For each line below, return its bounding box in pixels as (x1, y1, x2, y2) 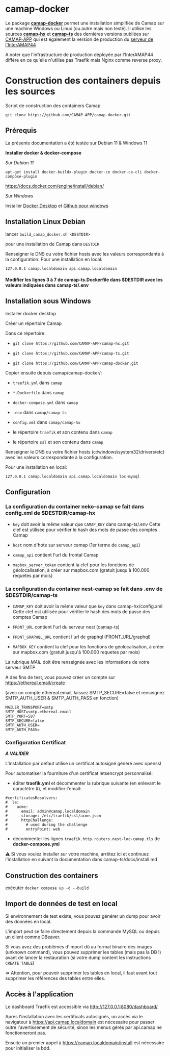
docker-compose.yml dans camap (12, 399, 78, 406)
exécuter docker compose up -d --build (5, 885, 89, 891)
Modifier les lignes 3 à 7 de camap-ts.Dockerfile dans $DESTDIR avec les (5, 276, 163, 283)
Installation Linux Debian (5, 217, 86, 226)
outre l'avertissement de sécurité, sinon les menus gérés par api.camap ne (5, 1024, 162, 1030)
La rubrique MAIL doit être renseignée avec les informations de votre (5, 659, 150, 665)
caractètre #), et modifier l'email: (12, 786, 81, 792)
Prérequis (5, 126, 37, 135)
